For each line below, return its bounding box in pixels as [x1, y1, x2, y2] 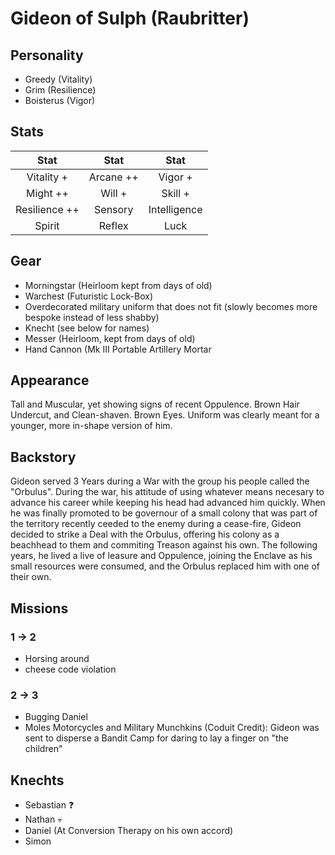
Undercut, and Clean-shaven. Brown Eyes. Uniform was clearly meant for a [10, 409, 320, 421]
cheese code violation [24, 663, 117, 675]
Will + [100, 186, 128, 200]
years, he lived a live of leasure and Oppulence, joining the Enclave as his [10, 550, 313, 562]
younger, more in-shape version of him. [10, 420, 173, 432]
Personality [10, 47, 84, 64]
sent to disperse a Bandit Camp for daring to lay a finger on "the [24, 732, 289, 744]
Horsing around [24, 652, 90, 664]
